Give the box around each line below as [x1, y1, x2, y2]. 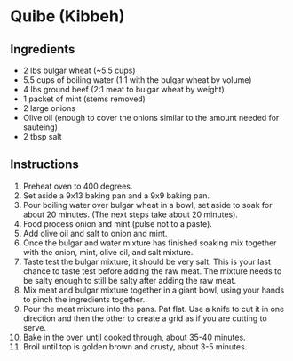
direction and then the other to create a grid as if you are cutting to [22, 313, 267, 324]
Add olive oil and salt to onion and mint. [22, 228, 168, 238]
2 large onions [22, 103, 76, 113]
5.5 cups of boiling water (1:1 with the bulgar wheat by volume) [22, 75, 252, 85]
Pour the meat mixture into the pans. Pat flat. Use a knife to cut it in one [22, 303, 285, 314]
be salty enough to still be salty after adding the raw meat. [22, 275, 237, 285]
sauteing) [22, 122, 59, 132]
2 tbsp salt [22, 132, 62, 141]
